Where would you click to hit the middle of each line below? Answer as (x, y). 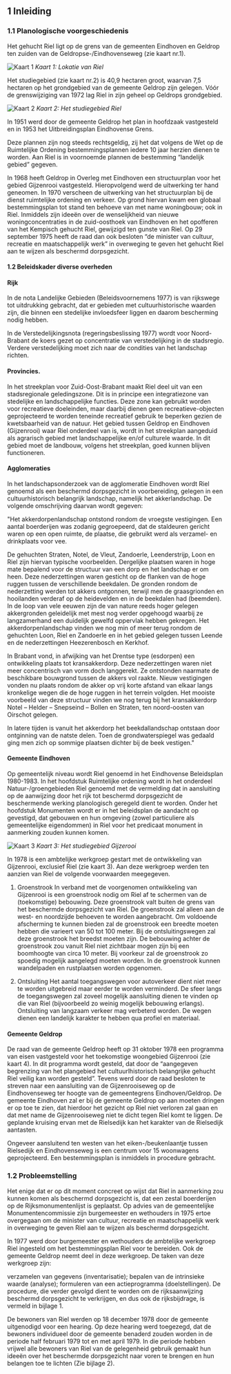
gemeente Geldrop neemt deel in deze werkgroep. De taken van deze (106, 1255)
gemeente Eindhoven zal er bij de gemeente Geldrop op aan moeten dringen (116, 1101)
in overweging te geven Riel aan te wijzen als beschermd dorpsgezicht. (108, 1228)
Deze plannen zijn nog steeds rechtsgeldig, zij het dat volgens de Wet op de (115, 142)
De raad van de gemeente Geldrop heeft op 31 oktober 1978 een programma (115, 1049)
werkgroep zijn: (29, 1263)
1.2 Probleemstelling (42, 1176)
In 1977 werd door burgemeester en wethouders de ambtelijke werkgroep (111, 1241)
